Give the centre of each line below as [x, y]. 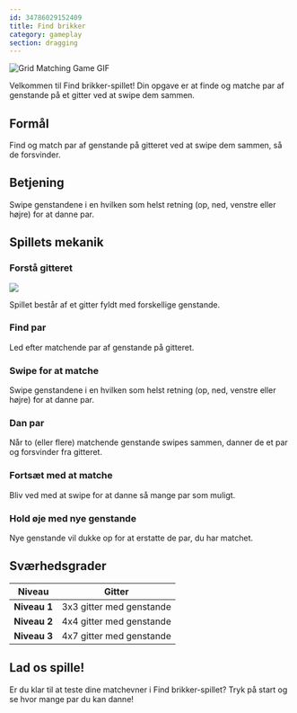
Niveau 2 [34, 621]
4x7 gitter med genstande [117, 636]
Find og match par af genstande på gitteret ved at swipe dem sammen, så [146, 146]
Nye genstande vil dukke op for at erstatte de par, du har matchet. [131, 538]
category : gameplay [46, 34]
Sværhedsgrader [58, 566]
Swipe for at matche [54, 370]
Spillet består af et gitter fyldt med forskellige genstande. [115, 304]
